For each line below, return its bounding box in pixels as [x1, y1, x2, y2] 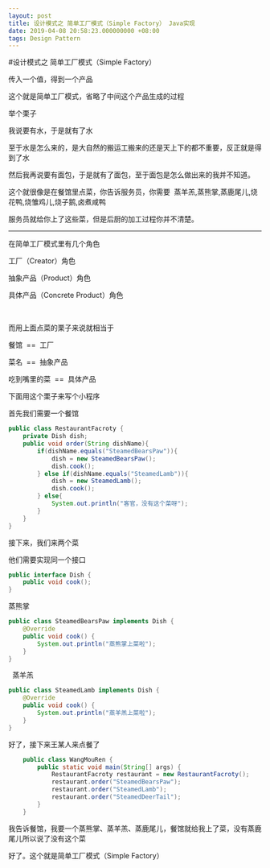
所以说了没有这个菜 [22, 833, 86, 843]
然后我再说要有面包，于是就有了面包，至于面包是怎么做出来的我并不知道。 [8, 170, 255, 180]
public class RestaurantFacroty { [8, 424, 125, 433]
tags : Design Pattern [8, 34, 81, 43]
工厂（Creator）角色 [8, 256, 76, 266]
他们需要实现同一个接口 [8, 555, 86, 564]
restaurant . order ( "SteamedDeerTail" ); [51, 793, 182, 801]
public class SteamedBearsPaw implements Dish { [8, 618, 174, 626]
